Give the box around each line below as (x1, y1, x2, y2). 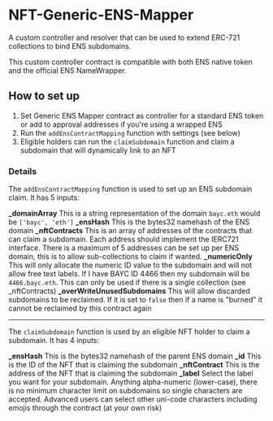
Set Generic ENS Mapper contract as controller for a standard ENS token (19, 111, 264, 120)
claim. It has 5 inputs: (8, 193, 80, 202)
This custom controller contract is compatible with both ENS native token (8, 57, 253, 67)
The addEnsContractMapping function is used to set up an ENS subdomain (8, 184, 253, 194)
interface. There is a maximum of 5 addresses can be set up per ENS (8, 243, 240, 253)
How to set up (8, 89, 80, 103)
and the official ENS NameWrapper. (8, 65, 127, 75)
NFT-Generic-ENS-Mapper (8, 6, 194, 24)
